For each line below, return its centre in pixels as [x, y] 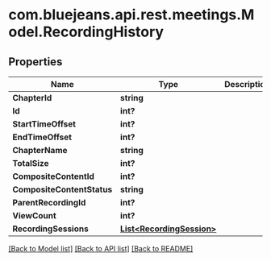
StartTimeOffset [44, 124]
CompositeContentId [53, 176]
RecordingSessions [50, 229]
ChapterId [32, 98]
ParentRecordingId [49, 203]
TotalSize [31, 163]
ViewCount [34, 215]
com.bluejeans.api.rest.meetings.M [131, 15]
